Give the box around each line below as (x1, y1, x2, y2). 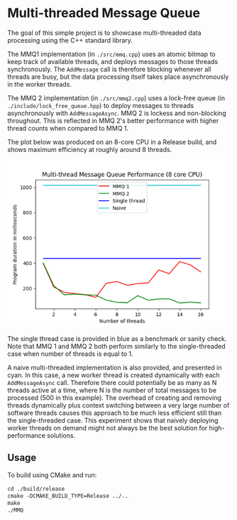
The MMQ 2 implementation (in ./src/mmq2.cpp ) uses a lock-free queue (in (7, 94, 226, 102)
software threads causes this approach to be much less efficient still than (7, 408, 222, 417)
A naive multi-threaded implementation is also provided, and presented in (7, 363, 222, 372)
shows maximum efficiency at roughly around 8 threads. (7, 145, 172, 153)
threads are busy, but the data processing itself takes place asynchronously (7, 72, 229, 81)
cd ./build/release (7, 485, 65, 492)
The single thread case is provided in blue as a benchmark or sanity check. (7, 334, 227, 342)
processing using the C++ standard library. (7, 36, 133, 44)
